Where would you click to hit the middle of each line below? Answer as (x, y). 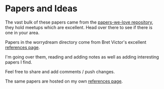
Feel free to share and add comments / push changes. (60, 71)
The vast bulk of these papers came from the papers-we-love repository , (79, 22)
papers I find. (19, 62)
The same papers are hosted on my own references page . (64, 81)
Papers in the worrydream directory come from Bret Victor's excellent (76, 42)
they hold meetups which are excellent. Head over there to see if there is (79, 27)
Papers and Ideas (41, 9)
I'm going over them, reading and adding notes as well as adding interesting (82, 57)
